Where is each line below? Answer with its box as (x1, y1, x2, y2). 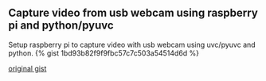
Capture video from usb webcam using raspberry (8, 6, 259, 20)
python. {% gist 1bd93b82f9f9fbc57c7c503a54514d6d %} (8, 48, 200, 58)
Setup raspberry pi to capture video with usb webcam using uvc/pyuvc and (8, 40, 256, 49)
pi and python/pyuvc (8, 19, 114, 33)
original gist (8, 64, 47, 73)
